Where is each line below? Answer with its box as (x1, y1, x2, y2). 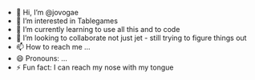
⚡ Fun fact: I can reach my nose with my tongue (15, 62, 174, 72)
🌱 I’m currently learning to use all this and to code (15, 25, 180, 34)
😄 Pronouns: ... (15, 54, 68, 63)
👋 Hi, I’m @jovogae (15, 8, 79, 17)
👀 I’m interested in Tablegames (15, 16, 119, 26)
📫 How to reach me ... (15, 42, 91, 51)
